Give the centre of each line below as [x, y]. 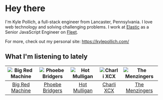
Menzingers [139, 90]
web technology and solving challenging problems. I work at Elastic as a [77, 27]
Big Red [21, 84]
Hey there [25, 8]
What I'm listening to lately [46, 57]
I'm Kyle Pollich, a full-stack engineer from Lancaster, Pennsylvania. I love [79, 22]
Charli [109, 84]
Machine [21, 90]
